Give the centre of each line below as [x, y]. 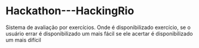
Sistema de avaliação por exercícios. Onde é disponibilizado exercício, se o [98, 27]
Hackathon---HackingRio [70, 11]
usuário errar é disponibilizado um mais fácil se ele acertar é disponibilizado [99, 33]
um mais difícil [23, 40]
